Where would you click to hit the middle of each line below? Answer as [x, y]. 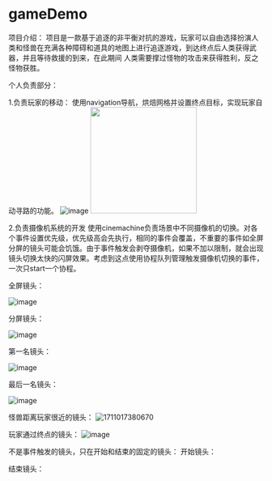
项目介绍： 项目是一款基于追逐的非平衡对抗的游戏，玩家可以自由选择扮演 [130, 37]
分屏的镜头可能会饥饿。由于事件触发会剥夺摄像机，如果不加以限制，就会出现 [136, 248]
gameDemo [48, 14]
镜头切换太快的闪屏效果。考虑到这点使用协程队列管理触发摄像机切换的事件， [136, 258]
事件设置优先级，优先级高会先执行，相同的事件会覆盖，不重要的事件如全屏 [139, 238]
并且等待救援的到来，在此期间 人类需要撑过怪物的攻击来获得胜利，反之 [140, 57]
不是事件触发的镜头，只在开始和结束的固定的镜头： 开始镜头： [112, 451]
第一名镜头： [30, 351]
